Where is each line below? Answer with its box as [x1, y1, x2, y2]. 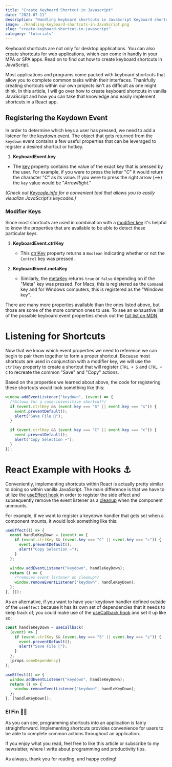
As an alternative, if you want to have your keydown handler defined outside [5, 599, 166, 605]
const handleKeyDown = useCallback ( [5, 625, 83, 630]
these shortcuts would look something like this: [5, 385, 105, 391]
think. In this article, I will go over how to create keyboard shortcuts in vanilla [5, 88, 167, 94]
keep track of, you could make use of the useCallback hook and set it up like [5, 609, 166, 615]
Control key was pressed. [20, 255, 75, 262]
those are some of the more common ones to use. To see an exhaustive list [5, 307, 164, 313]
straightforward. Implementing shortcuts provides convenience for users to [5, 725, 164, 731]
